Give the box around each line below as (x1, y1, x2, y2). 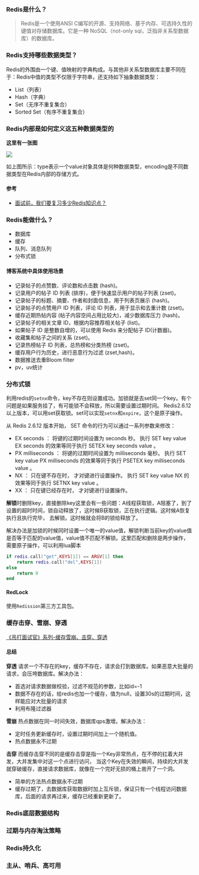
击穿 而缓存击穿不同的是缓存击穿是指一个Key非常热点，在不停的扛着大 (6, 750, 178, 757)
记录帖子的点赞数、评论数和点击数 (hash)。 (14, 281, 121, 289)
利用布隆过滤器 (14, 705, 52, 712)
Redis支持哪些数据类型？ (6, 51, 78, 59)
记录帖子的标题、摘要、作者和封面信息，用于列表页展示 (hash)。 (14, 296, 173, 304)
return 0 (17, 570, 39, 576)
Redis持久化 (6, 843, 42, 852)
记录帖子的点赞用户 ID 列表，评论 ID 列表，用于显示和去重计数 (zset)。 (14, 304, 188, 311)
